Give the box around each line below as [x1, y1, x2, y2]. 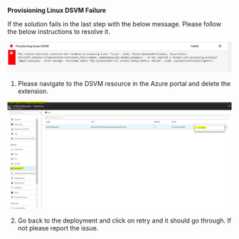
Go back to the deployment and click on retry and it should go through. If [17, 216, 232, 225]
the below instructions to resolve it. [7, 28, 110, 36]
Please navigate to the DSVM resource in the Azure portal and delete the [17, 79, 231, 87]
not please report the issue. [17, 224, 99, 233]
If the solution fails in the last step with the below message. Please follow [7, 20, 222, 28]
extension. [17, 87, 48, 95]
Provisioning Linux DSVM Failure [7, 6, 107, 14]
